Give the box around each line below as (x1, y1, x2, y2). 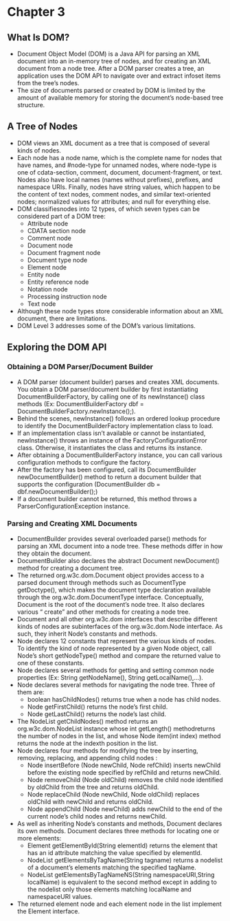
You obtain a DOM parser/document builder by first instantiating (16, 385, 198, 393)
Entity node (27, 270, 60, 278)
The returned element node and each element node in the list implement (16, 900, 222, 908)
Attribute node (27, 219, 69, 228)
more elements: (16, 834, 62, 842)
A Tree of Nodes (7, 121, 78, 133)
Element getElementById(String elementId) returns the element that (27, 841, 218, 850)
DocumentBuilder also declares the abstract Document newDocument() (16, 556, 220, 564)
